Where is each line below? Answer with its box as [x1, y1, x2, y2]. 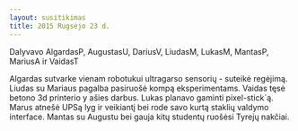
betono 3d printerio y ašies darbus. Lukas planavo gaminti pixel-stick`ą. [9, 92, 274, 103]
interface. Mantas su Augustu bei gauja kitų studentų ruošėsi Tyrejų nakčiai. [9, 111, 290, 122]
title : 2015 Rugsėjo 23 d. [9, 22, 110, 31]
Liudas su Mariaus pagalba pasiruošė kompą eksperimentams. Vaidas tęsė [9, 83, 285, 93]
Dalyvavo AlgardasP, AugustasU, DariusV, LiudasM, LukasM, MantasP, [9, 46, 269, 57]
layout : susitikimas [9, 13, 87, 22]
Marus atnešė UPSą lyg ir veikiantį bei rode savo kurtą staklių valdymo [9, 101, 269, 112]
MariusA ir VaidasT [9, 56, 79, 66]
